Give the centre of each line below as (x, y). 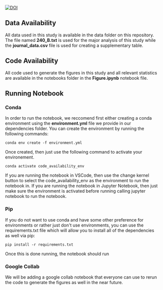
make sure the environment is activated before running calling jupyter (75, 191)
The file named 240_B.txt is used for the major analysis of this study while (81, 40)
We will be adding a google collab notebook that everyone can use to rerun (81, 277)
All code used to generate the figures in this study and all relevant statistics (81, 73)
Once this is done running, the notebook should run (57, 254)
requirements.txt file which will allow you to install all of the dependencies (80, 230)
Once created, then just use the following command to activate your (74, 152)
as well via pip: (20, 235)
